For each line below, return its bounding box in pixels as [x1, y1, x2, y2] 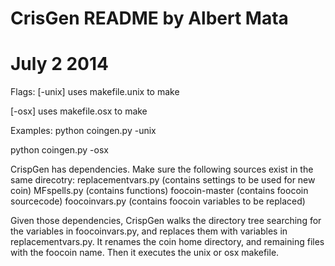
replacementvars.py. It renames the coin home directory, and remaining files [10, 236, 325, 248]
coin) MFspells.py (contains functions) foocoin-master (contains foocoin [10, 185, 309, 197]
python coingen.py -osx [10, 144, 109, 156]
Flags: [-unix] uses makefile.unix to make [10, 86, 180, 98]
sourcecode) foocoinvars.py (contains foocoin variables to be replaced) [10, 195, 306, 207]
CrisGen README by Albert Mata [10, 7, 289, 30]
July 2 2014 [10, 53, 109, 76]
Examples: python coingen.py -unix [10, 125, 157, 137]
